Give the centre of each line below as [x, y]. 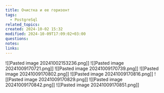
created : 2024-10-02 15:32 [34, 29]
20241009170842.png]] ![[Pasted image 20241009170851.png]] [72, 85]
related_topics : [23, 24]
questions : [17, 39]
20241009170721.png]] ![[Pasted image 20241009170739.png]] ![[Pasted [82, 68]
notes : [12, 44]
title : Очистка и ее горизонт [38, 10]
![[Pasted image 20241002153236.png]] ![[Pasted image [65, 63]
